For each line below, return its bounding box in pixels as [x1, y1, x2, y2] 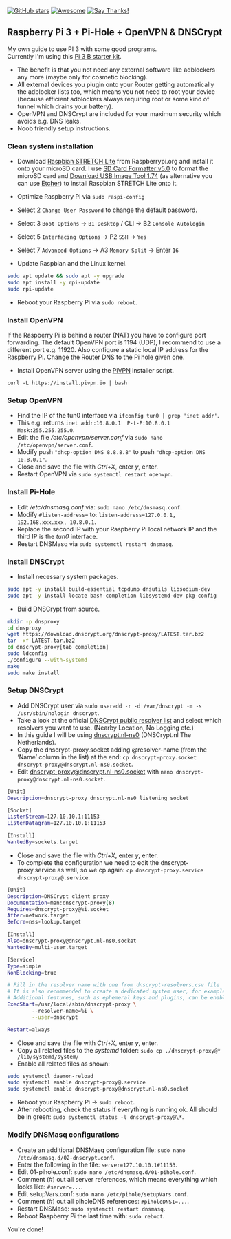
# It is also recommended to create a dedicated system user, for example [7, 988, 226, 995]
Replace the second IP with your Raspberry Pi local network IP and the [16, 525, 218, 533]
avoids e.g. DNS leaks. [16, 117, 81, 125]
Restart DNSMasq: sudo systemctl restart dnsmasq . [16, 1204, 166, 1213]
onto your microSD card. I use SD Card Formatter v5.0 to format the [16, 164, 208, 173]
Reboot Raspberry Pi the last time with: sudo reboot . [16, 1211, 165, 1220]
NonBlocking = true [7, 969, 57, 976]
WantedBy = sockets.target [7, 839, 78, 846]
